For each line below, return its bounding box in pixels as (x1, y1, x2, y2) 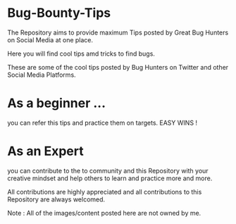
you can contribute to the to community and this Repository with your (7, 166, 209, 175)
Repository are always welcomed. (7, 195, 106, 204)
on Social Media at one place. (7, 35, 94, 44)
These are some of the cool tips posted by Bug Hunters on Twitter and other (7, 63, 229, 71)
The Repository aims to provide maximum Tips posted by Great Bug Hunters (7, 28, 229, 37)
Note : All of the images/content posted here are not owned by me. (7, 209, 201, 217)
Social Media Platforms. (7, 70, 76, 79)
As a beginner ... (7, 95, 106, 111)
